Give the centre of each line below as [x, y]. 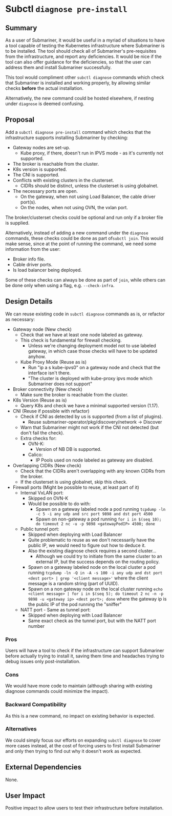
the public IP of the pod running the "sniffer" [75, 604]
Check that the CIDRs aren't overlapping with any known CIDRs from [93, 471]
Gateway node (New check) [42, 329]
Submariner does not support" [60, 384]
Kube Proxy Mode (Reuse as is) [53, 362]
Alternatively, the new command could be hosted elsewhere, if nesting [80, 98]
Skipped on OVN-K [48, 498]
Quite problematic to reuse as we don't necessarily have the [91, 540]
